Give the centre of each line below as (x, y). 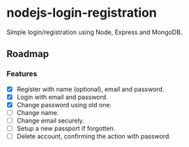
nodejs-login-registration (82, 13)
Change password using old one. (64, 105)
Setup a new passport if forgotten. (66, 128)
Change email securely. (50, 121)
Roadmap (28, 54)
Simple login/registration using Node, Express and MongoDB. (94, 32)
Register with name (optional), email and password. (90, 89)
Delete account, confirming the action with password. (94, 136)
